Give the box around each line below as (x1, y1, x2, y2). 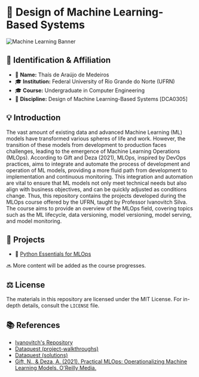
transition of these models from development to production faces (6, 141, 167, 148)
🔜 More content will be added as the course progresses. (6, 262, 146, 269)
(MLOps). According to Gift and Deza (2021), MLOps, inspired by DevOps (6, 154, 186, 161)
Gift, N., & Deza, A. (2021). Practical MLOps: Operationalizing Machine (14, 358, 187, 365)
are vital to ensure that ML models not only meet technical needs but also (6, 179, 187, 186)
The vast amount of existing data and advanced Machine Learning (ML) (6, 128, 183, 136)
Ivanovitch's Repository (14, 339, 74, 346)
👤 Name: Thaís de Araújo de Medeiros (14, 71, 109, 78)
